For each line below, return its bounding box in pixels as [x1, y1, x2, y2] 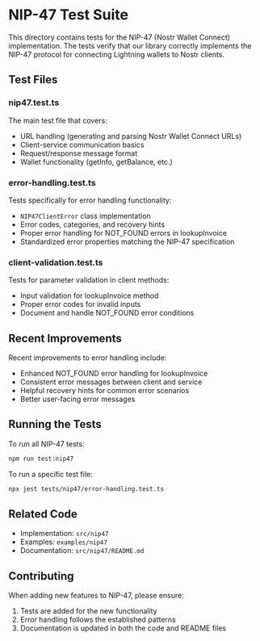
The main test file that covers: [8, 115, 107, 125]
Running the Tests [8, 417, 103, 431]
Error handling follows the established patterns [19, 615, 176, 625]
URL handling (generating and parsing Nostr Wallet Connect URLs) [19, 131, 242, 140]
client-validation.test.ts [8, 257, 103, 268]
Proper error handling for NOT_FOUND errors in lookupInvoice [19, 228, 228, 237]
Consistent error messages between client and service [19, 377, 203, 387]
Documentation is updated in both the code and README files [19, 623, 227, 633]
